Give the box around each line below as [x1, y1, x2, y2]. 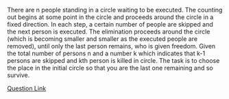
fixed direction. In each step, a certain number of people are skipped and [7, 20, 214, 28]
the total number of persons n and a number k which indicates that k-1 [7, 49, 206, 57]
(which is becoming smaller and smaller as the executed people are [7, 35, 197, 43]
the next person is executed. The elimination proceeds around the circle [7, 27, 210, 36]
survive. [7, 71, 30, 79]
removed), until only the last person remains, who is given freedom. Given [7, 42, 216, 50]
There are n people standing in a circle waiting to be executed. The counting [7, 6, 223, 14]
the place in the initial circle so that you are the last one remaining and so [7, 64, 214, 72]
